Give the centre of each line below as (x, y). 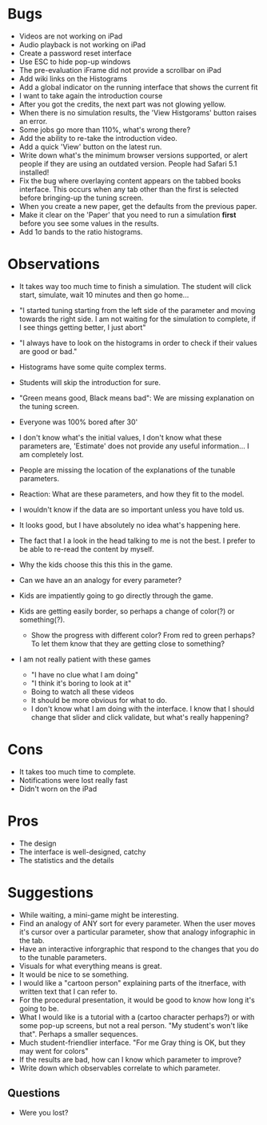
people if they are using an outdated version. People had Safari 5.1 (128, 163)
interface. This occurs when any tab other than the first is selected (129, 189)
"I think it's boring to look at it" (81, 683)
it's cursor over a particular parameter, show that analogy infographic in (137, 932)
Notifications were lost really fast (74, 780)
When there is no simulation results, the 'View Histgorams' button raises (138, 112)
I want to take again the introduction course (91, 95)
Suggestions (50, 892)
